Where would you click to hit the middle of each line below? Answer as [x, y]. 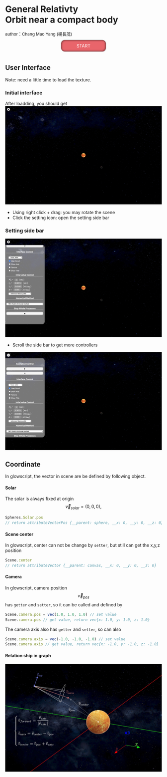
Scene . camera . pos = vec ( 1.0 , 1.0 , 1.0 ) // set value [61, 614]
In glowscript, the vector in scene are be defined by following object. [76, 476]
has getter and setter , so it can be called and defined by [64, 604]
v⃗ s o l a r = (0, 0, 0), [83, 507]
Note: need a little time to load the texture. [48, 80]
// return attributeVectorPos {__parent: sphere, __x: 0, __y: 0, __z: [81, 523]
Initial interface [24, 92]
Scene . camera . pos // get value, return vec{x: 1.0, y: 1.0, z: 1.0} [78, 620]
